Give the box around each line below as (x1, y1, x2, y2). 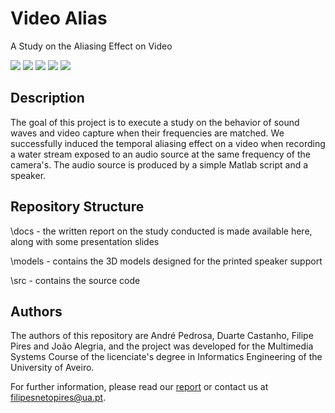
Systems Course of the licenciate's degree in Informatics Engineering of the (10, 351, 323, 363)
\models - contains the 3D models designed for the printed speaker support (10, 255, 323, 267)
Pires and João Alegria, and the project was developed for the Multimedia (10, 340, 314, 352)
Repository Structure (10, 198, 145, 216)
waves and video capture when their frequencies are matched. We (10, 127, 285, 139)
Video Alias (10, 7, 108, 30)
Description (10, 90, 85, 107)
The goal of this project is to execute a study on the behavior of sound (10, 116, 300, 128)
